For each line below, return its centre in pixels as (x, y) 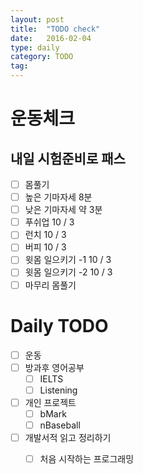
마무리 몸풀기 (50, 285)
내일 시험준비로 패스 (68, 158)
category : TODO (42, 57)
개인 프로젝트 (50, 402)
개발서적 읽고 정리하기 (68, 437)
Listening (58, 390)
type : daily (35, 47)
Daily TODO (59, 325)
